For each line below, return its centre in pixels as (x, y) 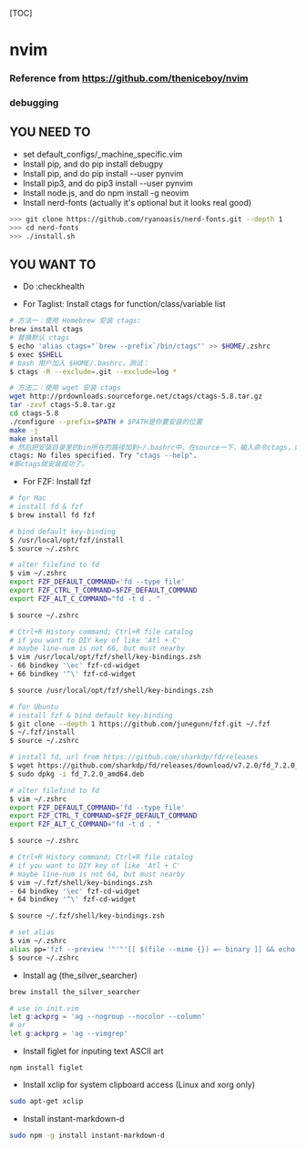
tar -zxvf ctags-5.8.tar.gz (63, 405)
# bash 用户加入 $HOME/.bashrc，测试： (80, 363)
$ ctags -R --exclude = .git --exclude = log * (93, 371)
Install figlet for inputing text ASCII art (93, 1052)
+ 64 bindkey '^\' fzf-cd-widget (73, 900)
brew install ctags (46, 330)
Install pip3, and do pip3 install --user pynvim (107, 183)
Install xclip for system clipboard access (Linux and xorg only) (139, 1085)
